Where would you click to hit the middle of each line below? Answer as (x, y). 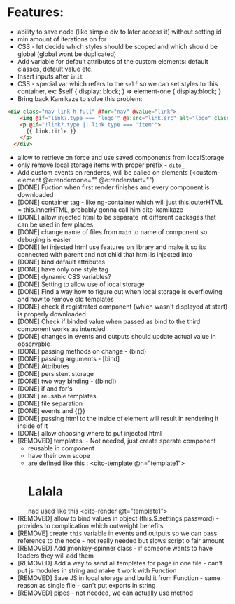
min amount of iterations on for (62, 39)
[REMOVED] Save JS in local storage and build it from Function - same (119, 578)
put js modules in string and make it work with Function (97, 571)
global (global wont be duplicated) (67, 54)
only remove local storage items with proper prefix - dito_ (101, 165)
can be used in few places (55, 224)
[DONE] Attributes (43, 366)
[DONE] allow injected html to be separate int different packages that (117, 217)
